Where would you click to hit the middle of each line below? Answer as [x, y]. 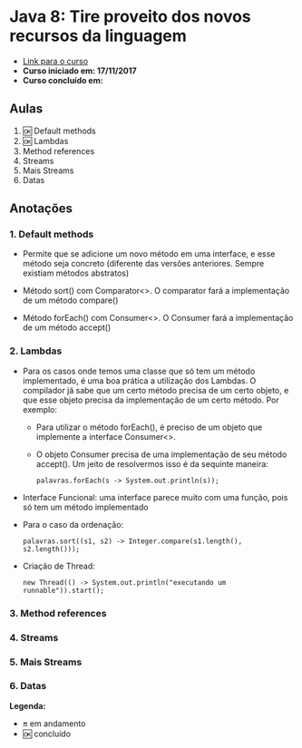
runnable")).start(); [63, 590]
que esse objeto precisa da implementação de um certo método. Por [151, 400]
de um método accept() [67, 327]
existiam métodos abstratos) [76, 273]
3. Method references [58, 613]
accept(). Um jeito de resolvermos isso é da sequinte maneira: [152, 463]
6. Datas [28, 686]
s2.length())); [51, 549]
